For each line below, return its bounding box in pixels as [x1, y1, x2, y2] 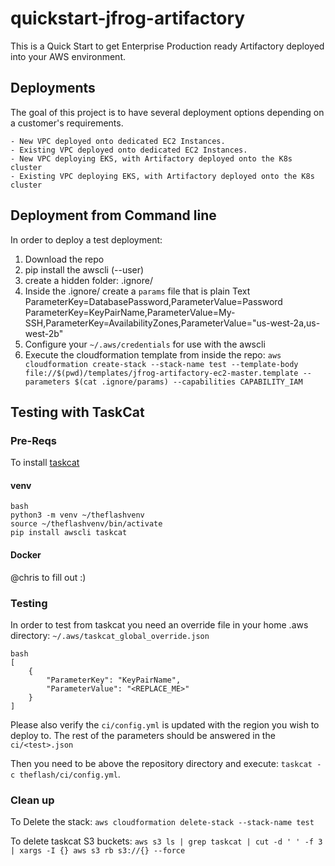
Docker [10, 549, 42, 561]
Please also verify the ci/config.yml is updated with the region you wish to [10, 718, 320, 731]
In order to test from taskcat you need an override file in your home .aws [10, 618, 309, 631]
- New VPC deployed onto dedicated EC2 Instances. [10, 136, 226, 146]
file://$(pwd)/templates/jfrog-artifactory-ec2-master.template [24, 368, 299, 378]
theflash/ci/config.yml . [19, 768, 121, 780]
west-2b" [24, 327, 64, 339]
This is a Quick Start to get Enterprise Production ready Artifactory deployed [10, 40, 325, 52]
